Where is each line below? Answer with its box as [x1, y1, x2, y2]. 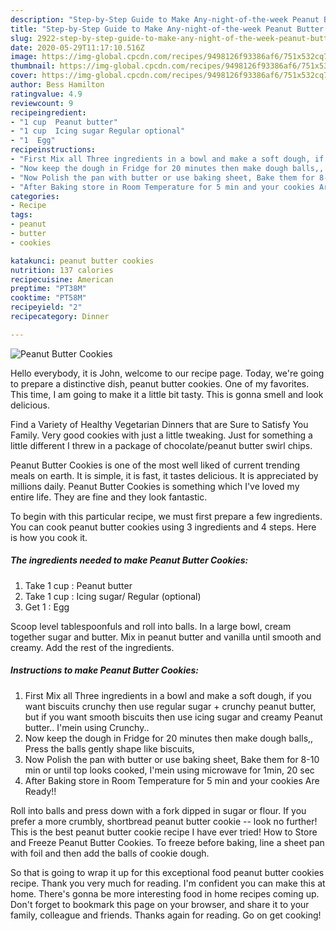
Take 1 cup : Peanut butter [24, 579, 133, 591]
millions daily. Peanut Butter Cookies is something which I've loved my [10, 480, 300, 492]
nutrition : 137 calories [10, 265, 114, 275]
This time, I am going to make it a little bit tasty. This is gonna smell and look [10, 388, 324, 400]
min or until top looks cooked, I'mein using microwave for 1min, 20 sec [24, 764, 315, 776]
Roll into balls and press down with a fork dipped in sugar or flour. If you [10, 804, 307, 816]
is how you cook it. [10, 531, 88, 543]
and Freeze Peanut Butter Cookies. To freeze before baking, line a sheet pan [10, 836, 325, 848]
